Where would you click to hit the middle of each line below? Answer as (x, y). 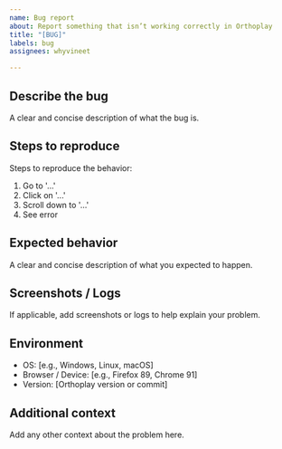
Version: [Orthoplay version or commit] (95, 385)
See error (40, 215)
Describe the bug (59, 96)
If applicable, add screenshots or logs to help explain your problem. (135, 315)
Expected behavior (64, 243)
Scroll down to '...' (56, 205)
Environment (47, 344)
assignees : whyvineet (50, 52)
